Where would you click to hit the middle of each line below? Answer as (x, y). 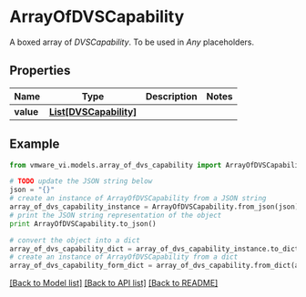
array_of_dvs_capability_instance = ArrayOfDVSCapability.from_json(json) (154, 207)
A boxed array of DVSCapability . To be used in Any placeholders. (132, 42)
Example (35, 144)
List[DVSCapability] (93, 111)
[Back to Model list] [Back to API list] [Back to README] (114, 283)
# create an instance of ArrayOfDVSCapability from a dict (124, 257)
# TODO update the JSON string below (81, 181)
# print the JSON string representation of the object (116, 215)
